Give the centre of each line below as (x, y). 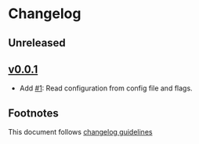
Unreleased (37, 43)
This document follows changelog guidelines (80, 132)
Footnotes (33, 113)
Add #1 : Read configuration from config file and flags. (106, 88)
